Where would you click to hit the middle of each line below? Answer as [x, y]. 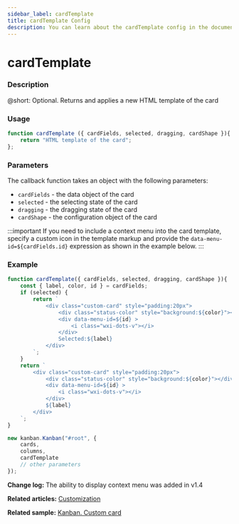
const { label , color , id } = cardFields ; [84, 286]
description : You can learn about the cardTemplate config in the [108, 27]
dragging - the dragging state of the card [77, 210]
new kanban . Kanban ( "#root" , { [52, 438]
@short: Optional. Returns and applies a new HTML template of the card [113, 100]
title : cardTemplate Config [49, 21]
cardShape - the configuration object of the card [87, 217]
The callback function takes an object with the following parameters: [108, 181]
